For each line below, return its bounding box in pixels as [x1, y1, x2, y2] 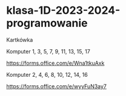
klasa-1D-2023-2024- [6, 4, 121, 17]
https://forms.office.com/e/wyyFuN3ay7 [6, 82, 107, 90]
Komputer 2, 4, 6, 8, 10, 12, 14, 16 [6, 71, 88, 78]
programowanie [6, 16, 88, 30]
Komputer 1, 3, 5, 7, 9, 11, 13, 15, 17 [6, 47, 91, 55]
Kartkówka [6, 36, 33, 43]
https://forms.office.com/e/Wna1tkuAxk [6, 59, 105, 67]
